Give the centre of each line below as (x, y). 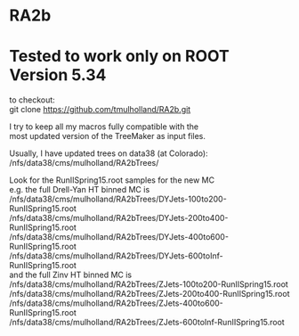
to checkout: (32, 100)
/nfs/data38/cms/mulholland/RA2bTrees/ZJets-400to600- (117, 303)
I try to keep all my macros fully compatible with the (104, 127)
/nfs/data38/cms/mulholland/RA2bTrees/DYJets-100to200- (118, 199)
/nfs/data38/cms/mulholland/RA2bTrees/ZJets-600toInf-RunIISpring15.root (147, 323)
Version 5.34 (58, 75)
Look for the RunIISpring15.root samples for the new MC (112, 180)
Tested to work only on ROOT (119, 57)
